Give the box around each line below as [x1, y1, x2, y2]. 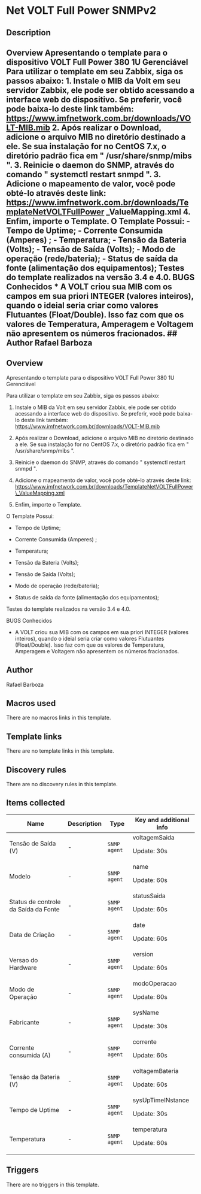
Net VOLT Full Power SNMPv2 [6, 4, 157, 17]
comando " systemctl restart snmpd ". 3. [6, 169, 162, 180]
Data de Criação [9, 931, 55, 939]
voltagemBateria [132, 1066, 179, 1075]
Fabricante [9, 1018, 40, 1026]
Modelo [9, 872, 31, 880]
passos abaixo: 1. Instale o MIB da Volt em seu [6, 75, 181, 86]
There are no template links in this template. [6, 747, 115, 754]
